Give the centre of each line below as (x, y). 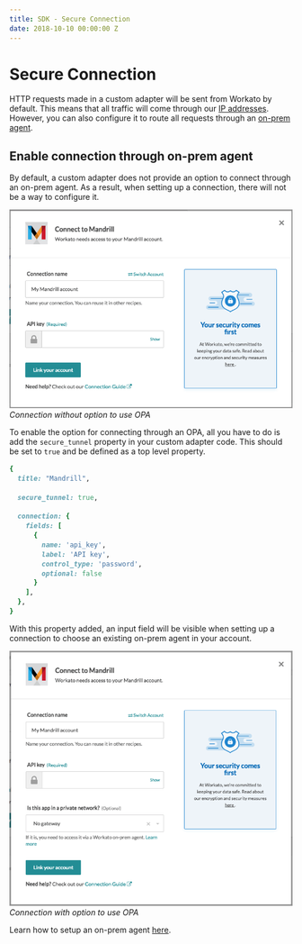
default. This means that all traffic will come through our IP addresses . (139, 109)
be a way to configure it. (54, 197)
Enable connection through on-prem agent (131, 156)
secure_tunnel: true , (58, 497)
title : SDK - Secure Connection (70, 19)
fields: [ (44, 526)
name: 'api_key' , (74, 545)
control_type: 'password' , (92, 564)
